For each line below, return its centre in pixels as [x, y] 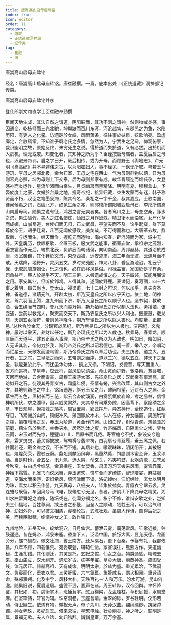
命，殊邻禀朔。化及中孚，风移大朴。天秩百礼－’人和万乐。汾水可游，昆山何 [84, 579]
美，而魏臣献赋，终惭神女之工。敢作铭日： [50, 517]
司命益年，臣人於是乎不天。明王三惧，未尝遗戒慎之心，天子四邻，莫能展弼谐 [85, 275]
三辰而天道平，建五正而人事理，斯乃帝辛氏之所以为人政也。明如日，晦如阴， [85, 339]
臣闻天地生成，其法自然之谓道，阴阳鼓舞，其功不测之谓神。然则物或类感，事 [85, 122]
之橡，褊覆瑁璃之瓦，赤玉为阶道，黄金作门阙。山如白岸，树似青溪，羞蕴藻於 [85, 422]
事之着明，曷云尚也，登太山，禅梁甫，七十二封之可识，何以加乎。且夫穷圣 [83, 288]
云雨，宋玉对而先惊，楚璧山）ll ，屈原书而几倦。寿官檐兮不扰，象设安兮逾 [83, 434]
